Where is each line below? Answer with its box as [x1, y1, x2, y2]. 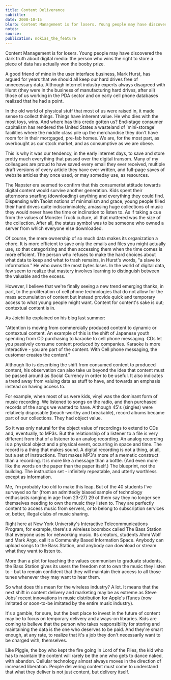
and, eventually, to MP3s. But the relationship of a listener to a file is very [5, 430, 158, 436]
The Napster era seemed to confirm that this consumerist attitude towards [5, 182, 161, 188]
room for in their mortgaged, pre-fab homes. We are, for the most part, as [5, 135, 159, 141]
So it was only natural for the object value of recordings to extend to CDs [5, 425, 158, 431]
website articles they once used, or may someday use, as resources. [5, 172, 149, 178]
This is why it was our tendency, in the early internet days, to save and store [5, 150, 165, 156]
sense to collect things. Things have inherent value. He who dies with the [5, 113, 159, 119]
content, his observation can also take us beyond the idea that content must [5, 367, 165, 373]
